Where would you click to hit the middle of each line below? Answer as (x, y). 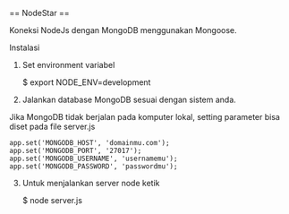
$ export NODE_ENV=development (86, 82)
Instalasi (25, 47)
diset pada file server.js (52, 126)
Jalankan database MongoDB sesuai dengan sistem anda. (129, 99)
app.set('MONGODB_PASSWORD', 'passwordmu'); (93, 167)
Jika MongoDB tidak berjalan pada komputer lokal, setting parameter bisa (144, 117)
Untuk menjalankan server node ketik (91, 183)
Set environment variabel (68, 65)
